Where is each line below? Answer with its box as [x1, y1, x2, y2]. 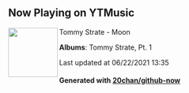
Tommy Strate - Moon [59, 27, 130, 36]
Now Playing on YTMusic [8, 6, 135, 20]
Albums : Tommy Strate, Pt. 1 [59, 43, 153, 52]
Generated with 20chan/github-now [59, 76, 181, 85]
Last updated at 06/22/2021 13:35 [59, 58, 170, 67]
